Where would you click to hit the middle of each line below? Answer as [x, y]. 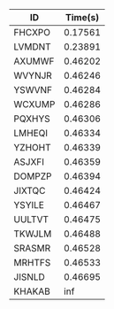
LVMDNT [32, 46]
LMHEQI [31, 133]
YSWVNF [33, 90]
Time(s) [82, 17]
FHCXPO [32, 32]
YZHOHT [32, 147]
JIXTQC [30, 191]
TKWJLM [33, 234]
